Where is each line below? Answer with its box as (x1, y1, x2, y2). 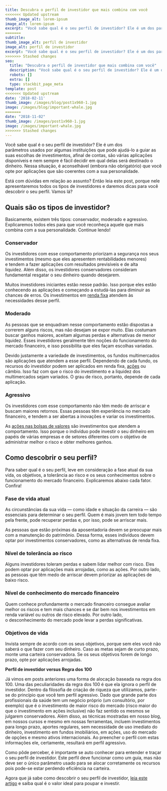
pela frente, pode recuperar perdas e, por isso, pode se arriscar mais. (5, 517, 148, 523)
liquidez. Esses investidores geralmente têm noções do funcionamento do (5, 337, 157, 343)
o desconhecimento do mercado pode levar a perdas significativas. (5, 617, 143, 623)
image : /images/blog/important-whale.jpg (5, 105, 92, 110)
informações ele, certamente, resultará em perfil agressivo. (5, 740, 127, 746)
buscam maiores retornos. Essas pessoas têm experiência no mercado (5, 408, 151, 414)
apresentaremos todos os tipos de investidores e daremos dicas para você (5, 183, 158, 189)
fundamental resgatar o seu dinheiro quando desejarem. (5, 272, 120, 278)
